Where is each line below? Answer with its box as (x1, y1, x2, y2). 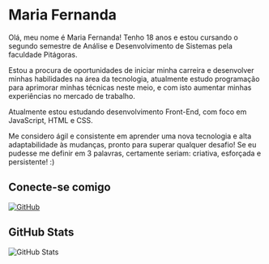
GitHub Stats (8, 225, 75, 240)
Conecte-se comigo (8, 181, 111, 194)
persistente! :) (8, 156, 55, 167)
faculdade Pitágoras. (8, 49, 78, 59)
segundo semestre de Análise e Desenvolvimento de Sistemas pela (8, 40, 233, 50)
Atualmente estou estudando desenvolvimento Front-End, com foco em (8, 107, 247, 117)
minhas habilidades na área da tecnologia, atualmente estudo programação (8, 74, 260, 83)
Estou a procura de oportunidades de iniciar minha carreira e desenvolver (8, 65, 254, 75)
